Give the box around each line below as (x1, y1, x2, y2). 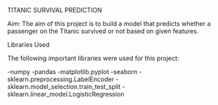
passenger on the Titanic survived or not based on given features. (7, 27, 199, 35)
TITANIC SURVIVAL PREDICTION (7, 6, 103, 14)
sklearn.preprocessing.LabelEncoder (7, 75, 115, 83)
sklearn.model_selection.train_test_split (7, 83, 121, 90)
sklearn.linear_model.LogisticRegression (7, 90, 124, 98)
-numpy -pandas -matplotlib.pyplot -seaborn (7, 68, 138, 76)
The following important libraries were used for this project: (7, 54, 179, 62)
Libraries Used (7, 41, 50, 48)
